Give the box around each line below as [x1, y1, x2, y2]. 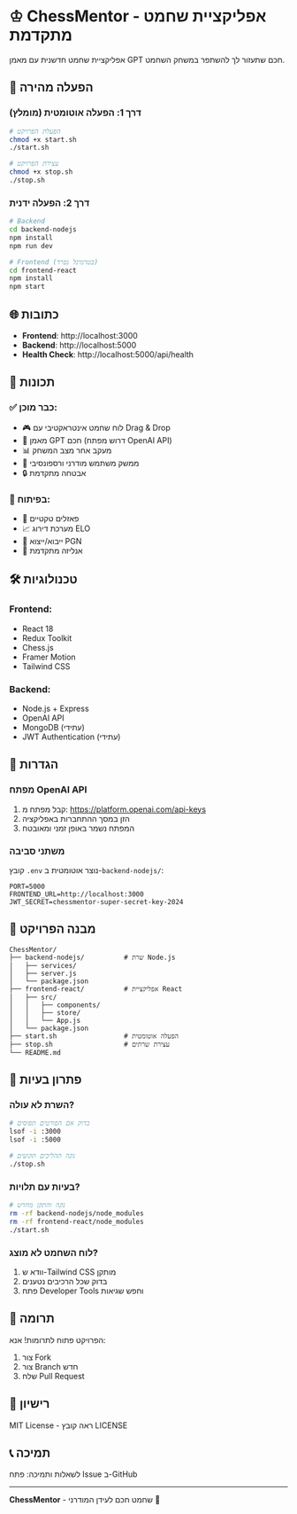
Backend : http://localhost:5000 [21, 339, 137, 350]
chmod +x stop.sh [9, 168, 73, 176]
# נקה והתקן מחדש [9, 1201, 66, 1210]
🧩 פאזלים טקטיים [21, 512, 80, 524]
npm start [9, 282, 46, 292]
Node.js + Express [21, 703, 90, 714]
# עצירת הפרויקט [9, 160, 59, 168]
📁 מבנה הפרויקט [9, 922, 96, 937]
